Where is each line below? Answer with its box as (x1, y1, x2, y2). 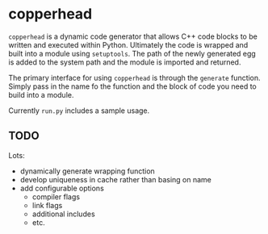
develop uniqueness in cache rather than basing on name (19, 174, 211, 184)
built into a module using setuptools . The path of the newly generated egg (8, 48, 256, 58)
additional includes (31, 209, 95, 219)
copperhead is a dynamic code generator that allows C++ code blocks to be (8, 31, 258, 41)
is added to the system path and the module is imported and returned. (8, 57, 241, 67)
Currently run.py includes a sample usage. (8, 106, 150, 115)
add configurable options (19, 183, 105, 193)
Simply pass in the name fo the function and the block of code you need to (8, 81, 257, 91)
